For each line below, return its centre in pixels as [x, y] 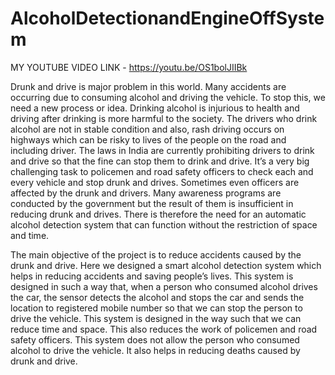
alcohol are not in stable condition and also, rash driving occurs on [147, 129]
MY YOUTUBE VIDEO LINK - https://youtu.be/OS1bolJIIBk [129, 67]
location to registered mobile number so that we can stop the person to [156, 308]
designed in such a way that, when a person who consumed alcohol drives [164, 286]
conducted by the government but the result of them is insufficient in [152, 203]
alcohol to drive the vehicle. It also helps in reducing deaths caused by [155, 350]
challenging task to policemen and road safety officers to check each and [162, 171]
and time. [30, 235]
